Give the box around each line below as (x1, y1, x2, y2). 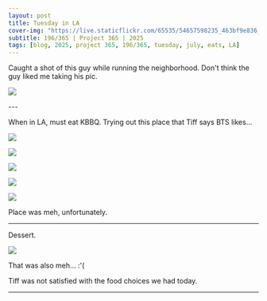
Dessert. (8, 230, 37, 240)
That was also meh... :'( (8, 260, 85, 271)
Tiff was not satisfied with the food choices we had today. (8, 276, 198, 286)
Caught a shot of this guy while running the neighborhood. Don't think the (8, 63, 250, 72)
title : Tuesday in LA (8, 19, 80, 27)
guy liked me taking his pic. (8, 72, 98, 81)
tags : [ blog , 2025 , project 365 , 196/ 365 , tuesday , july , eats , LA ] (8, 41, 240, 49)
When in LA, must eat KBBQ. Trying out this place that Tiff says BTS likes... (8, 117, 253, 127)
